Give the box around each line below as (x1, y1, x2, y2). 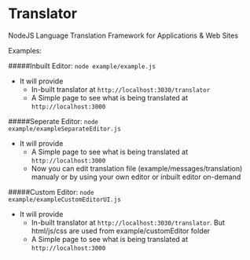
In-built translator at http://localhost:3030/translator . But (31, 218, 226, 227)
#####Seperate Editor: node (8, 116, 98, 126)
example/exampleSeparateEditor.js (8, 125, 122, 133)
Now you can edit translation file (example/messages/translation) (31, 163, 243, 173)
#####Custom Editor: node (8, 187, 94, 196)
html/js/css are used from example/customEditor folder (31, 225, 211, 236)
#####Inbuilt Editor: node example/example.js (8, 60, 156, 71)
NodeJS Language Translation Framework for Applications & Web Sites (8, 31, 238, 40)
